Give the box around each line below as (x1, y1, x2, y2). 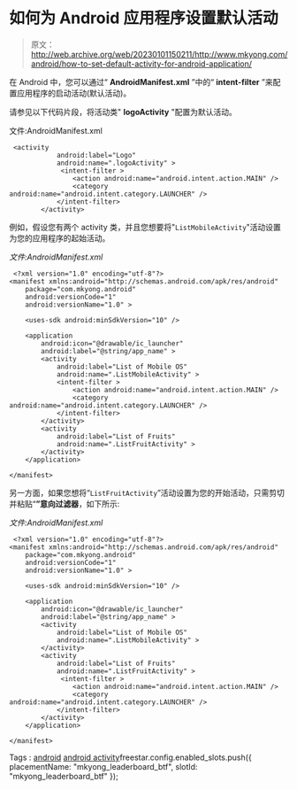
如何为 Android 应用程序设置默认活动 (9, 8, 278, 28)
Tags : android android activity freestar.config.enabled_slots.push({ (9, 752, 252, 763)
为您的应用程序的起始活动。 (9, 232, 110, 244)
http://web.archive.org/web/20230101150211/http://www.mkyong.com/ (30, 49, 288, 59)
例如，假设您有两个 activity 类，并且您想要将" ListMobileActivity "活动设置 (9, 221, 281, 232)
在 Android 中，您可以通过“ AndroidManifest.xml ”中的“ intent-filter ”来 (9, 76, 273, 87)
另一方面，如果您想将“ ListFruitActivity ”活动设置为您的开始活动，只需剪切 (9, 487, 286, 498)
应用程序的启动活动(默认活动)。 (16, 88, 132, 98)
